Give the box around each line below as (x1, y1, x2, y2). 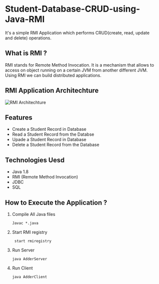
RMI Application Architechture (5, 87, 99, 95)
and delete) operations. (5, 35, 52, 41)
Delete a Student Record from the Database (12, 142, 99, 148)
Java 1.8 (12, 169, 29, 175)
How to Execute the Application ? (5, 198, 108, 207)
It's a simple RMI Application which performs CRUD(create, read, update (5, 30, 150, 35)
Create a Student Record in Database (12, 126, 87, 132)
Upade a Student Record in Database (12, 137, 86, 142)
